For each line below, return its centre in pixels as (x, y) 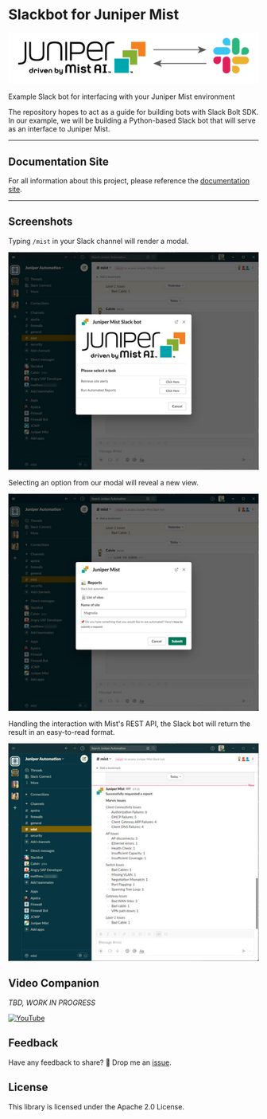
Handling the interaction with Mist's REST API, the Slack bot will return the (130, 724)
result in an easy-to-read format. (62, 732)
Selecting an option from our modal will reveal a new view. (103, 482)
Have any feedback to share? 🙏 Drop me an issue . (90, 1062)
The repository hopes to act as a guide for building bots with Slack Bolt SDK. (133, 112)
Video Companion (54, 983)
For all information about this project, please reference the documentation (129, 181)
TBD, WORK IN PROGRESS (52, 1003)
